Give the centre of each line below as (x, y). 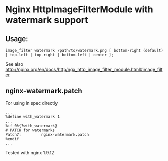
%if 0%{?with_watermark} (31, 126)
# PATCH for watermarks (30, 130)
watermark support (47, 20)
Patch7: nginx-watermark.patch (47, 134)
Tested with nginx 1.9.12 (30, 152)
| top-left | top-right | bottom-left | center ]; (60, 55)
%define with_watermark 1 (32, 117)
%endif (12, 139)
